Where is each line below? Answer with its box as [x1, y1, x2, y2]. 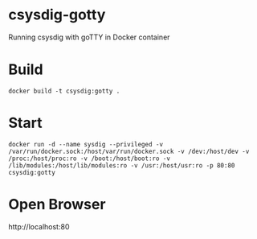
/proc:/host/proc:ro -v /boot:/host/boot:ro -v [8, 155, 171, 163]
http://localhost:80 [8, 221, 70, 231]
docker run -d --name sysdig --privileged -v [8, 140, 163, 148]
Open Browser [8, 196, 106, 213]
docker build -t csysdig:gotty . [8, 87, 120, 95]
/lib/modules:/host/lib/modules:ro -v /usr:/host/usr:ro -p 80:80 [8, 161, 235, 170]
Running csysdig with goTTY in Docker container [8, 32, 170, 42]
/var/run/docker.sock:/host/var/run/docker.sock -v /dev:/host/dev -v [8, 147, 250, 155]
